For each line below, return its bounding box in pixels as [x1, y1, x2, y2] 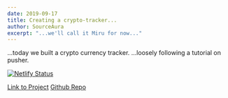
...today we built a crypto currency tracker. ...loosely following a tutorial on [7, 49, 222, 57]
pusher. [7, 56, 29, 65]
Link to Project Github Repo [7, 83, 86, 91]
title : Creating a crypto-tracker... [7, 17, 117, 24]
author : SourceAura [7, 23, 64, 30]
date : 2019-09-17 [7, 10, 58, 17]
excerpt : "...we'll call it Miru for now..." [7, 29, 142, 37]
